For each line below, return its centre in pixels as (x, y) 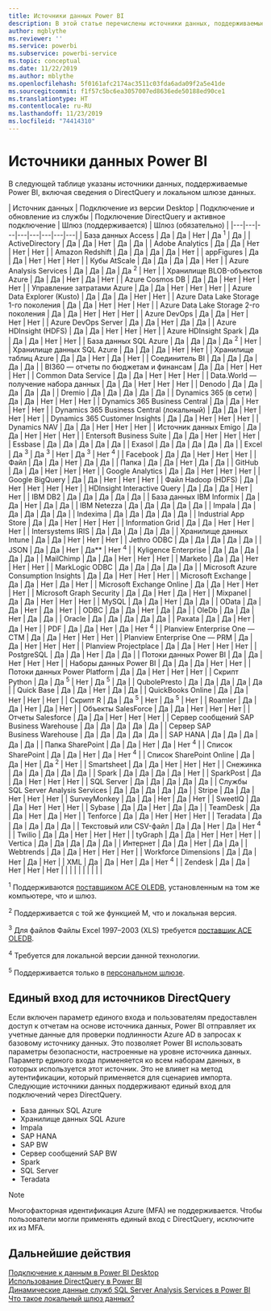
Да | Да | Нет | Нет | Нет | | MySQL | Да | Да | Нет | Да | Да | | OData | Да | (135, 602)
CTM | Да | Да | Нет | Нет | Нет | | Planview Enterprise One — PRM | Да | (131, 637)
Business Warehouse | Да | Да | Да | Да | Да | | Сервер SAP (110, 726)
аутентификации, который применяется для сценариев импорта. (120, 1078)
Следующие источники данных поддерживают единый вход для (120, 1086)
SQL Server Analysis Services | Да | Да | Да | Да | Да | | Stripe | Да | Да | (131, 791)
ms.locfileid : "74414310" (52, 121)
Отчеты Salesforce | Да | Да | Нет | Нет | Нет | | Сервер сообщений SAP (131, 718)
